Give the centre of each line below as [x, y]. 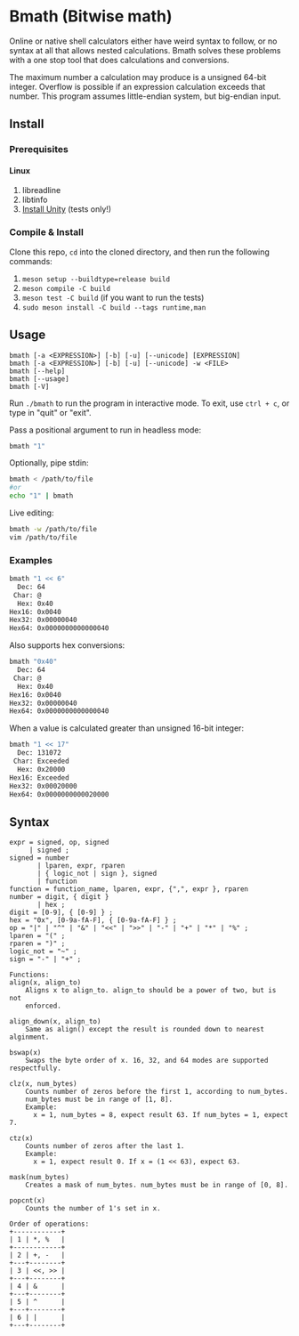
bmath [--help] [37, 371]
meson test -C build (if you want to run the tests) [113, 297]
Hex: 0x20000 [41, 769]
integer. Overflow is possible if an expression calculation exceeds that [137, 86]
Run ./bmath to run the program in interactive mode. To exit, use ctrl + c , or [149, 403]
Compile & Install [47, 232]
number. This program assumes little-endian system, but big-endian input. [145, 96]
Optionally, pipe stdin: [49, 463]
